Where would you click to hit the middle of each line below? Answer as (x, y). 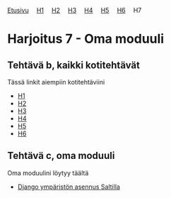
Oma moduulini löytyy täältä (48, 172)
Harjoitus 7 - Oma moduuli (86, 39)
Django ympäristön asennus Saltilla (69, 187)
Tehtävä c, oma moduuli (61, 156)
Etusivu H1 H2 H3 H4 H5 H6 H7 (75, 10)
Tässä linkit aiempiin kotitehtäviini (56, 82)
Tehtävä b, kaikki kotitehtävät (73, 65)
